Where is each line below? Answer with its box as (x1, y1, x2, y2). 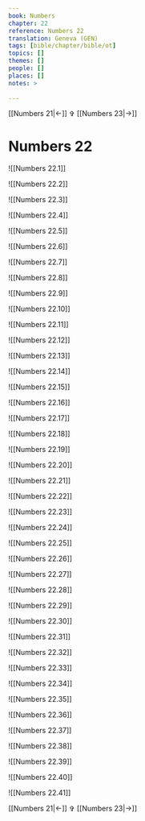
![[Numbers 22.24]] (8, 523, 73, 533)
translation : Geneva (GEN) (8, 34, 99, 43)
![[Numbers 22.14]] (8, 367, 70, 376)
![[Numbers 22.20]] (8, 460, 73, 470)
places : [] (8, 72, 45, 80)
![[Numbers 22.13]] (8, 351, 70, 361)
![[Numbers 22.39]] (8, 757, 72, 766)
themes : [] (8, 57, 45, 65)
